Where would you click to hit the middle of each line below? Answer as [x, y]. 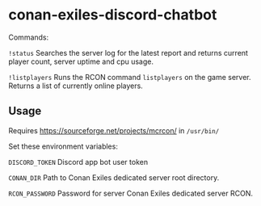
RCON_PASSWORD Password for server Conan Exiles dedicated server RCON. [130, 193]
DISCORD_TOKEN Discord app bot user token [78, 162]
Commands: [29, 37]
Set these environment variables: [63, 146]
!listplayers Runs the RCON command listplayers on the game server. [130, 77]
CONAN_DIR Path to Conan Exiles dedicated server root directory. [114, 177]
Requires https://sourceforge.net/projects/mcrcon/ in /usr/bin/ [114, 130]
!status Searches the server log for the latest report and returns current [128, 53]
